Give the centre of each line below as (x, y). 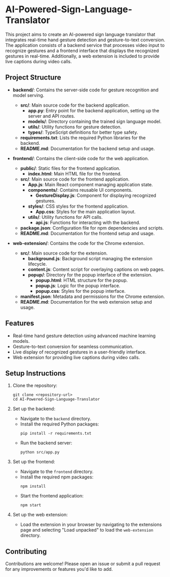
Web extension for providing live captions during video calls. (76, 357)
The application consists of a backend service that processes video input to (85, 45)
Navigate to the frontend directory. (57, 472)
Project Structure (33, 78)
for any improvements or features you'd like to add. (59, 569)
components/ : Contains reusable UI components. (80, 190)
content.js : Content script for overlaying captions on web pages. (96, 269)
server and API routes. (52, 116)
